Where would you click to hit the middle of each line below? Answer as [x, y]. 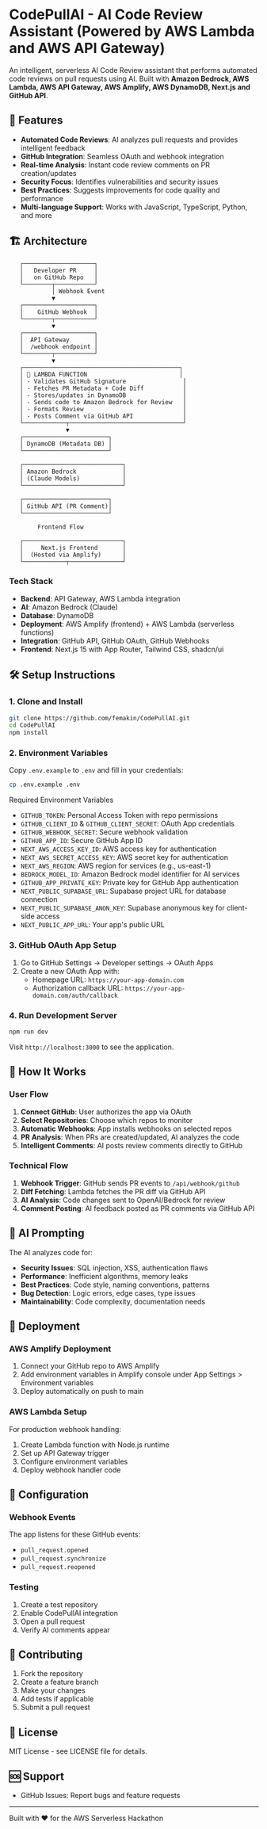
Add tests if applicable [57, 1699]
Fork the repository [52, 1674]
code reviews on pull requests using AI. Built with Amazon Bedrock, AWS [129, 78]
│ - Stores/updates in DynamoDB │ [103, 395]
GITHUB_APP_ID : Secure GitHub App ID [82, 841]
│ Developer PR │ [59, 270]
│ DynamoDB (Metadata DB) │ [66, 444]
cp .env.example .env [45, 785]
